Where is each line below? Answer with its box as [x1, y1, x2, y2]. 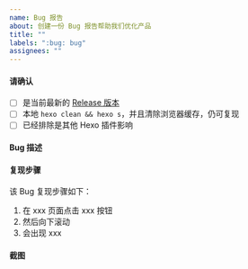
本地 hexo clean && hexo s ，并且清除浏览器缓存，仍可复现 [22, 109, 240, 120]
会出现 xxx [22, 228, 62, 238]
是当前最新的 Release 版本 [22, 97, 120, 108]
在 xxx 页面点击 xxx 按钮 [22, 205, 113, 216]
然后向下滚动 [22, 217, 70, 228]
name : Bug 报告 [9, 13, 64, 22]
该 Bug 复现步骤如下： [9, 186, 92, 197]
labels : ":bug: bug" [9, 38, 87, 48]
